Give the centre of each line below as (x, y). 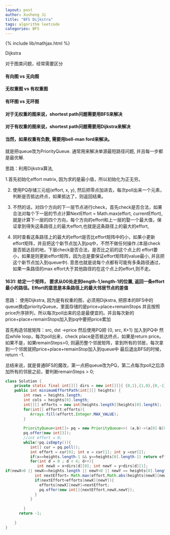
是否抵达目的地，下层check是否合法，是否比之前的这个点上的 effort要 (85, 250)
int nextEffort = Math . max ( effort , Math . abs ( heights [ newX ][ (97, 476)
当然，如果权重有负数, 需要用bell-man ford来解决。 (59, 139)
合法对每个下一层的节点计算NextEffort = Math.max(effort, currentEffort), (88, 213)
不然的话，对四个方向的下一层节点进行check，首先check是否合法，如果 (88, 207)
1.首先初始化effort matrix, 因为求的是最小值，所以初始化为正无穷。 (74, 179)
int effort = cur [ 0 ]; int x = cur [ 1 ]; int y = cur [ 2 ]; (88, 452)
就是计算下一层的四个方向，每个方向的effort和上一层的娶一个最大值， (85, 220)
